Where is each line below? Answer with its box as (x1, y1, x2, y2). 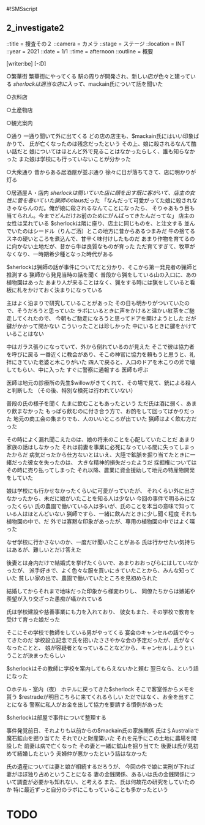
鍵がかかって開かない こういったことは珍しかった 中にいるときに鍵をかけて (6, 322, 197, 330)
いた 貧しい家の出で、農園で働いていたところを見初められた (6, 574, 158, 582)
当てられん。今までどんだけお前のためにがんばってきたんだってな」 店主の (6, 211, 195, 219)
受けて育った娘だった (6, 615, 60, 623)
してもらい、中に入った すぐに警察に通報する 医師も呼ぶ (6, 366, 149, 373)
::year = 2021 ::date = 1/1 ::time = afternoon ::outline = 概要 (6, 47, 154, 55)
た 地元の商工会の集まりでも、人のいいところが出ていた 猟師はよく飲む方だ (6, 415, 197, 422)
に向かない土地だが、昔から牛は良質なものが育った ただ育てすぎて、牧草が (6, 242, 195, 250)
